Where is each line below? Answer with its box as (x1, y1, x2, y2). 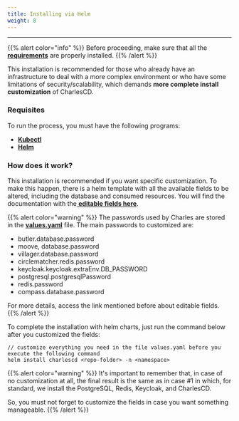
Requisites (7, 105, 45, 115)
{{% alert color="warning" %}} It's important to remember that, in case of (7, 369, 223, 378)
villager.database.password (17, 250, 99, 259)
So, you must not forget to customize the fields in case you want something (7, 398, 229, 407)
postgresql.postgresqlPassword (17, 272, 112, 281)
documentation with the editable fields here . (7, 199, 139, 208)
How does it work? (7, 160, 73, 170)
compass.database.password (17, 288, 105, 296)
